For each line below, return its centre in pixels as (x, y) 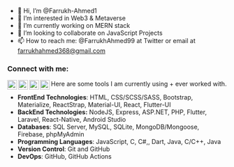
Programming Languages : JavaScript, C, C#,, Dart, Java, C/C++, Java (119, 142)
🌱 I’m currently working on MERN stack (74, 25)
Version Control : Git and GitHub (64, 149)
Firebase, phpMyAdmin (51, 134)
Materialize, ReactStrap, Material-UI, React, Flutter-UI (94, 105)
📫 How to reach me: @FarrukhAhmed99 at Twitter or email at (106, 41)
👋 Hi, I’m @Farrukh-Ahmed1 (57, 11)
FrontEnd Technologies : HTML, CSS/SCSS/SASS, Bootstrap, (105, 97)
